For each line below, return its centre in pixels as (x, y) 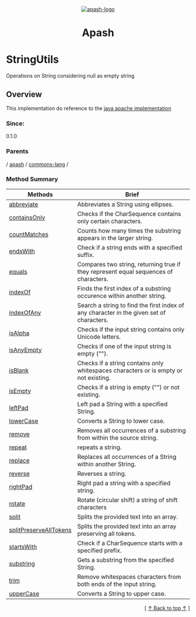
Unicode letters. (99, 337)
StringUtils (33, 59)
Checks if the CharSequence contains (129, 214)
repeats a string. (99, 447)
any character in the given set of (122, 313)
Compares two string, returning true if (129, 264)
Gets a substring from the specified (125, 560)
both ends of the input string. (117, 584)
